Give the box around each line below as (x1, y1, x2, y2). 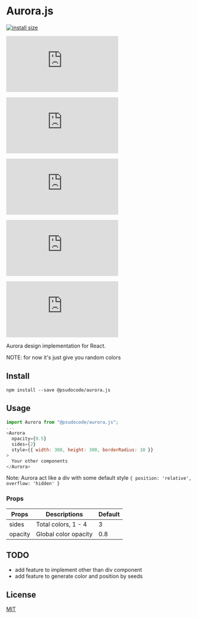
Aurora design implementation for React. (6, 342, 106, 349)
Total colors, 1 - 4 (36, 520, 88, 528)
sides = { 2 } (11, 442, 36, 447)
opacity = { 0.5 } (11, 436, 47, 442)
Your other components (11, 458, 68, 464)
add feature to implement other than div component (14, 566, 142, 573)
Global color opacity (36, 529, 93, 538)
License (6, 589, 36, 599)
